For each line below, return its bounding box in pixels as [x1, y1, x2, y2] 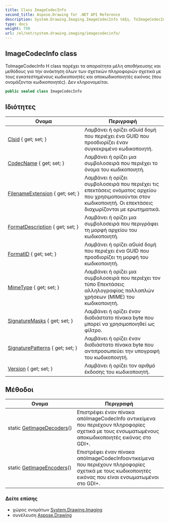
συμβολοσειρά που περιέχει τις [84, 180, 159, 187]
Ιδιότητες [5, 103, 36, 111]
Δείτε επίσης [5, 495, 38, 502]
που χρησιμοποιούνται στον [84, 193, 151, 200]
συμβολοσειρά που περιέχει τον [84, 274, 161, 281]
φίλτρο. [84, 326, 102, 333]
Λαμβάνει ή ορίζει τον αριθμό [84, 362, 155, 369]
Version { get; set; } [8, 365, 53, 372]
